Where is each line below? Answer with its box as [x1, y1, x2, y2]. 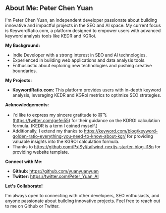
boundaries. [12, 68, 37, 74]
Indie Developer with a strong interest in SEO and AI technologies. [12, 52, 147, 58]
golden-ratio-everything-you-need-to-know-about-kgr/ [12, 133, 126, 139]
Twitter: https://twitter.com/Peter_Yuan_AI [12, 173, 99, 179]
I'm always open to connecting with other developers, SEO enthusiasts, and [5, 192, 160, 198]
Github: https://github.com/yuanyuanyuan [12, 168, 99, 174]
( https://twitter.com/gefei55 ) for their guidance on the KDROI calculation [12, 117, 160, 123]
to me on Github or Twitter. [5, 203, 60, 209]
